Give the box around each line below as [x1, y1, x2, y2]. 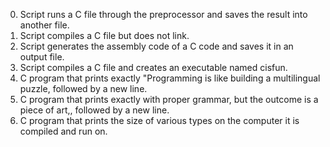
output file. [19, 51, 65, 63]
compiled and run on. [19, 125, 108, 137]
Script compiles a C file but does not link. [19, 30, 190, 41]
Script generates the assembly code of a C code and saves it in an [19, 40, 294, 52]
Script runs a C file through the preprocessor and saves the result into [19, 9, 308, 20]
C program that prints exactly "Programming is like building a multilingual [19, 72, 321, 84]
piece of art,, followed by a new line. [19, 104, 170, 116]
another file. [19, 19, 70, 31]
